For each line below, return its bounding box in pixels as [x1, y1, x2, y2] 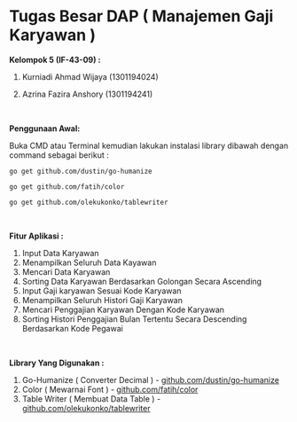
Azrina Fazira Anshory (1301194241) [21, 89, 153, 99]
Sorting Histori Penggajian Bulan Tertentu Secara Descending [21, 313, 247, 324]
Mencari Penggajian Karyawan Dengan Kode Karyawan [21, 304, 224, 315]
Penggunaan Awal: [9, 122, 81, 134]
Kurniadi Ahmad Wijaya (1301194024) [21, 71, 160, 82]
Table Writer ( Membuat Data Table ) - [21, 393, 161, 404]
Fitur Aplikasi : [9, 231, 64, 241]
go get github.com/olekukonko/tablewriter [9, 198, 168, 207]
